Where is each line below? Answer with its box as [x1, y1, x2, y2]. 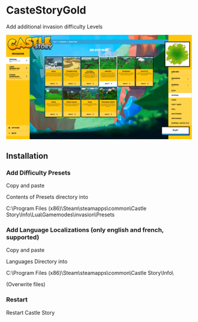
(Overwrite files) [6, 281, 46, 288]
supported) [6, 234, 39, 242]
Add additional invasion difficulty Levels [6, 23, 103, 30]
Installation [6, 151, 48, 161]
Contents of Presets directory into [6, 193, 88, 201]
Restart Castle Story [6, 309, 55, 316]
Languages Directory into [6, 258, 68, 265]
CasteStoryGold [6, 4, 87, 17]
